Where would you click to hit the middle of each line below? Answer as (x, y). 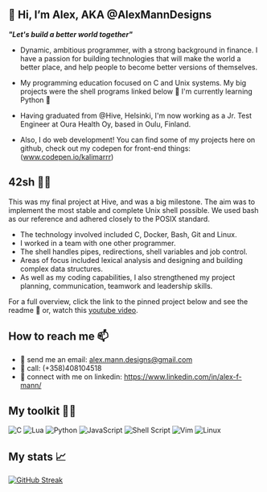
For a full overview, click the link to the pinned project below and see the (128, 301)
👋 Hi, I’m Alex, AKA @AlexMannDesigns (110, 15)
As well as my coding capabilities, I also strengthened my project (127, 277)
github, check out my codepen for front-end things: (105, 148)
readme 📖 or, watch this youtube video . (73, 310)
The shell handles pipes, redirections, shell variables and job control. (133, 252)
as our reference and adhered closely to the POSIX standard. (109, 219)
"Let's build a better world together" (71, 34)
